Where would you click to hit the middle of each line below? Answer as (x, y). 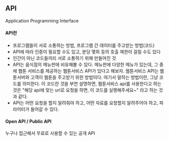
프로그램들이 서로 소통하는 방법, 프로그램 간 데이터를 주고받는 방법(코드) (83, 45)
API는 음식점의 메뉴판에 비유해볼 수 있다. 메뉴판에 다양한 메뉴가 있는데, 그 (85, 65)
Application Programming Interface (42, 20)
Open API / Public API (29, 121)
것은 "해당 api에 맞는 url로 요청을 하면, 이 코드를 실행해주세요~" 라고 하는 (85, 90)
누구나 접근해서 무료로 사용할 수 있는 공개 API (50, 133)
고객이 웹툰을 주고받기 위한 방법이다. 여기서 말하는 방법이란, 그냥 (94, 77)
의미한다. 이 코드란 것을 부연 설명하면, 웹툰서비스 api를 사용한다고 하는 (92, 84)
